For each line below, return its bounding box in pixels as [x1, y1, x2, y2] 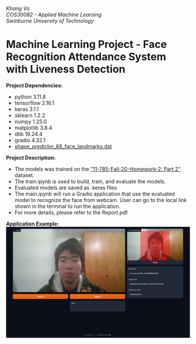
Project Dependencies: [6, 82, 63, 89]
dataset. [14, 172, 34, 179]
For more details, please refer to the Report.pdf [14, 209, 128, 216]
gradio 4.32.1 [14, 137, 45, 144]
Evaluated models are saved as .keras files [14, 184, 117, 191]
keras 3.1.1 [14, 105, 39, 113]
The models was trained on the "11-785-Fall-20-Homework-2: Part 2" [14, 165, 181, 172]
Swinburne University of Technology [6, 18, 94, 24]
